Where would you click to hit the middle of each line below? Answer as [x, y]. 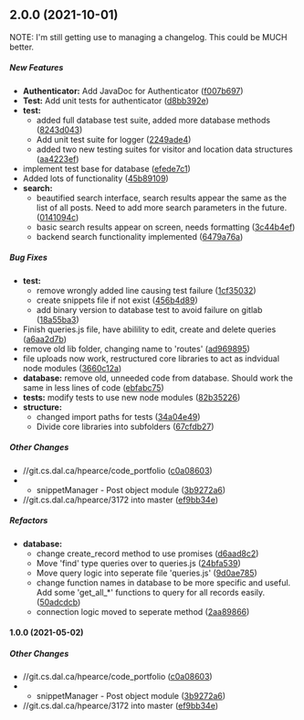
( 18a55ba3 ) [58, 319]
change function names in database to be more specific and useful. [163, 582]
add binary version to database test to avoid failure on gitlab [149, 309]
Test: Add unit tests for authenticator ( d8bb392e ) [116, 101]
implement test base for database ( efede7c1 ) [107, 168]
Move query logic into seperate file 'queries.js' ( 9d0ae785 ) [147, 573]
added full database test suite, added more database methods [153, 120]
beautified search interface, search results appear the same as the [162, 198]
